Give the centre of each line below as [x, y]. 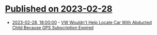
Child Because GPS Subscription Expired [53, 27]
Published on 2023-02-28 [59, 9]
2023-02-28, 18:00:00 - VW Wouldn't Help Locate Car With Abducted [82, 22]
